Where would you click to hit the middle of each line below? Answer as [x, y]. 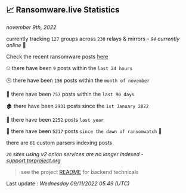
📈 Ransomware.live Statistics [63, 10]
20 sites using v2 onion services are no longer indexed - [75, 154]
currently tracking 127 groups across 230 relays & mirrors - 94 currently [93, 39]
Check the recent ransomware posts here [57, 56]
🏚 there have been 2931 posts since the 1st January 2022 [77, 106]
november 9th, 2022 [31, 27]
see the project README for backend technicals [80, 172]
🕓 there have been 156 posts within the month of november [78, 80]
